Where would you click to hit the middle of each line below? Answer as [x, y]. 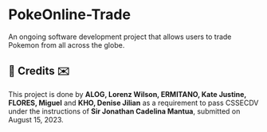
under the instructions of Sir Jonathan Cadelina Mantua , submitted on [124, 111]
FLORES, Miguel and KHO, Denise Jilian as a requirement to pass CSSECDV [133, 103]
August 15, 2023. [36, 119]
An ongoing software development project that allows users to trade [120, 37]
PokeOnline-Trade [70, 15]
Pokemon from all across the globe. [67, 45]
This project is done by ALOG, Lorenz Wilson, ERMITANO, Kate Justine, [128, 94]
